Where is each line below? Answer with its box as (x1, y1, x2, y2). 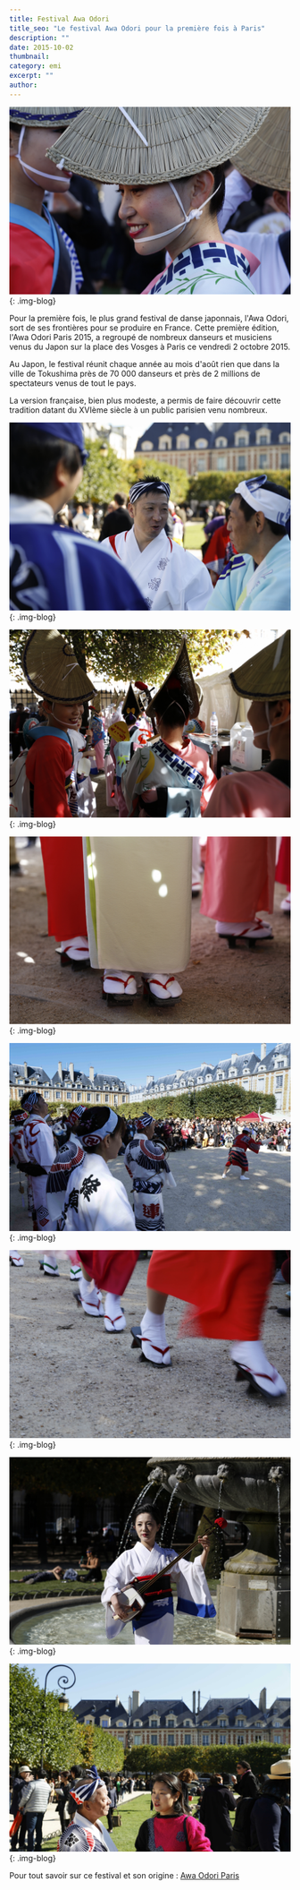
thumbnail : (9, 52, 50, 62)
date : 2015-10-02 (9, 43, 74, 52)
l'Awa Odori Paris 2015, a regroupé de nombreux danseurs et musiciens (9, 332, 272, 343)
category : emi (9, 62, 62, 71)
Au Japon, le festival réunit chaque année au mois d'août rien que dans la (9, 359, 279, 370)
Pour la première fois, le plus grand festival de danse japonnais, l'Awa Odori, (9, 313, 289, 324)
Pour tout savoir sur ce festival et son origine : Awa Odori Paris (9, 1870, 239, 1881)
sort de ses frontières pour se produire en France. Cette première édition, (9, 322, 279, 333)
